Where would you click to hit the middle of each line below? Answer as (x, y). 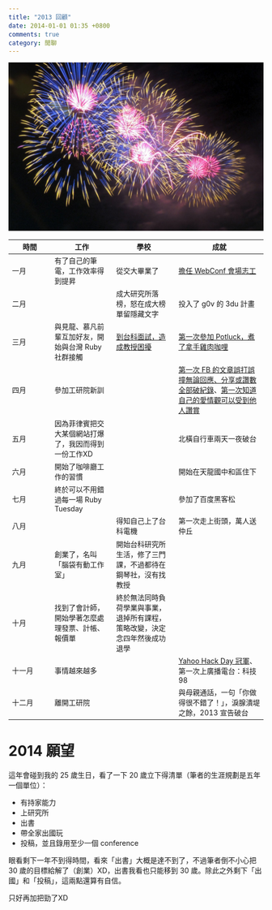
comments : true (34, 34)
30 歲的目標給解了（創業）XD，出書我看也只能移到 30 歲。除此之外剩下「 (132, 870)
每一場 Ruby (82, 500)
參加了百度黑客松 (206, 498)
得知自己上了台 (141, 521)
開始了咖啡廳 (76, 466)
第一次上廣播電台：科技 (217, 671)
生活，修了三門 (141, 554)
